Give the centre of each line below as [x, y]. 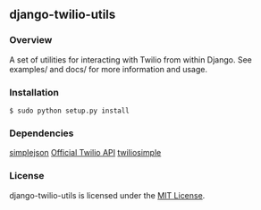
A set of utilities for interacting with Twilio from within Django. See [130, 59]
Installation [34, 92]
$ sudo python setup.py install [69, 111]
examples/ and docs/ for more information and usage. [109, 69]
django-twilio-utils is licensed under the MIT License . [107, 195]
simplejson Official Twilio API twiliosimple [85, 153]
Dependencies [42, 133]
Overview [31, 40]
